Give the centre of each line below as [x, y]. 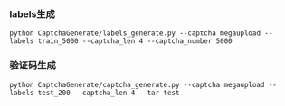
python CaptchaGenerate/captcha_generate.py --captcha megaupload [137, 84]
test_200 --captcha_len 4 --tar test [109, 93]
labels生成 [33, 13]
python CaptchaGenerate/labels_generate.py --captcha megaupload [135, 33]
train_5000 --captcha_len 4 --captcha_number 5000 [135, 41]
